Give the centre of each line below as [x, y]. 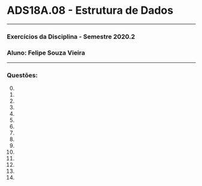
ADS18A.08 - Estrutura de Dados [90, 10]
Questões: [22, 76]
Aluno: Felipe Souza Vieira [46, 53]
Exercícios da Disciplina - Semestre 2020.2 [71, 37]
